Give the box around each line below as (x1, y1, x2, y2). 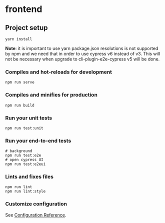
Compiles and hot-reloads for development (5, 68, 112, 75)
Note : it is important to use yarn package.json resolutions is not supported (5, 45, 158, 51)
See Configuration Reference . (5, 211, 66, 218)
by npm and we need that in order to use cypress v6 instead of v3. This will (5, 51, 160, 56)
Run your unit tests (5, 114, 52, 121)
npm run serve (5, 80, 35, 85)
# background (5, 148, 32, 153)
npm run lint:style (5, 189, 46, 194)
